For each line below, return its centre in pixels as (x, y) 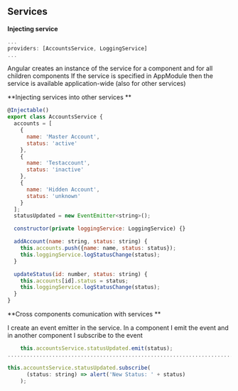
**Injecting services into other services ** (70, 97)
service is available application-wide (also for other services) (97, 84)
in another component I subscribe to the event (75, 336)
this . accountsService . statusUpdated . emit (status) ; (97, 348)
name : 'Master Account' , (63, 137)
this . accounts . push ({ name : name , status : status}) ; (98, 248)
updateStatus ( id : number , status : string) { (81, 274)
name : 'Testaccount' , (58, 163)
